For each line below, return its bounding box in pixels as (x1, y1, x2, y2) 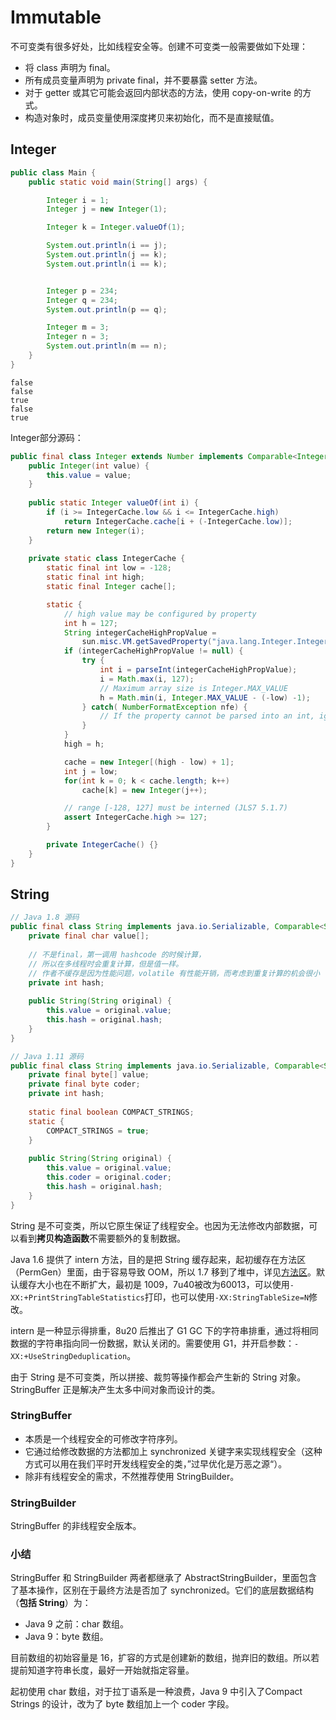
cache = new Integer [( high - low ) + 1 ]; (63, 757, 235, 767)
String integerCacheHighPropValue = (63, 627, 217, 638)
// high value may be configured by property (63, 609, 257, 619)
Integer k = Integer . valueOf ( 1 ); (46, 222, 186, 233)
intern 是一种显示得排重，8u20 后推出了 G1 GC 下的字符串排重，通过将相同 (10, 1324, 319, 1336)
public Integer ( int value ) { (28, 461, 150, 471)
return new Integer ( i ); (46, 526, 145, 536)
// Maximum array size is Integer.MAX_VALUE (99, 683, 288, 693)
